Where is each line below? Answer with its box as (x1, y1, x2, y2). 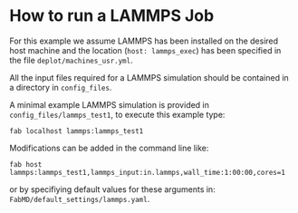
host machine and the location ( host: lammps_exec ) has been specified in (9, 44, 282, 55)
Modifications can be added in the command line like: (9, 142, 209, 153)
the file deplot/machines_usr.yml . (9, 54, 133, 65)
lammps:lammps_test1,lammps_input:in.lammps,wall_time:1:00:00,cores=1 (9, 168, 285, 177)
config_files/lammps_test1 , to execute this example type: (9, 109, 226, 120)
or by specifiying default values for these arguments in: (9, 183, 216, 195)
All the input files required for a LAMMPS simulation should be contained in (9, 72, 290, 82)
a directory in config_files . (9, 82, 112, 92)
